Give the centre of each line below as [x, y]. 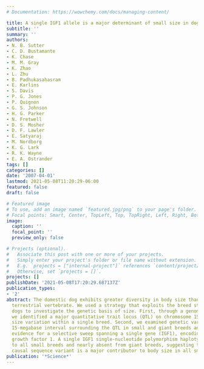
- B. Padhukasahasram [34, 80]
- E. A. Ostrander [29, 159]
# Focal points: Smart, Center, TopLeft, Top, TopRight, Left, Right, [97, 215]
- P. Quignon [23, 102]
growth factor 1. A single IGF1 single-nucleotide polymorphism [95, 339]
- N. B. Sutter [25, 46]
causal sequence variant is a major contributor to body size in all [101, 351]
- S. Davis [20, 91]
